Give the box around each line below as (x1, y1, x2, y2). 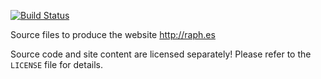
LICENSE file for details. (10, 59, 103, 70)
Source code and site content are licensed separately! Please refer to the (10, 48, 312, 60)
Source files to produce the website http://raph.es (10, 29, 216, 40)
